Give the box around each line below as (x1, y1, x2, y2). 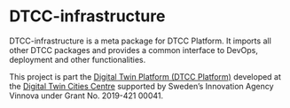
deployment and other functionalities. (9, 54, 146, 65)
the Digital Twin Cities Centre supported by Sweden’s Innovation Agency (9, 81, 274, 91)
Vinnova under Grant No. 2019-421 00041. (9, 90, 164, 101)
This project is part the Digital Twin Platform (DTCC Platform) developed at (9, 71, 282, 81)
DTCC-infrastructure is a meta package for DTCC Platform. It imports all (9, 35, 272, 46)
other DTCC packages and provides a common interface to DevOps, (9, 44, 259, 55)
